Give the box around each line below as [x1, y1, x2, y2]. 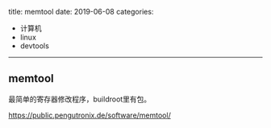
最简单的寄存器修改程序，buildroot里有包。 [8, 94, 152, 104]
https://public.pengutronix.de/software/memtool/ [8, 110, 171, 120]
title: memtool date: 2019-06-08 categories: [8, 7, 154, 16]
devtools [19, 41, 50, 51]
